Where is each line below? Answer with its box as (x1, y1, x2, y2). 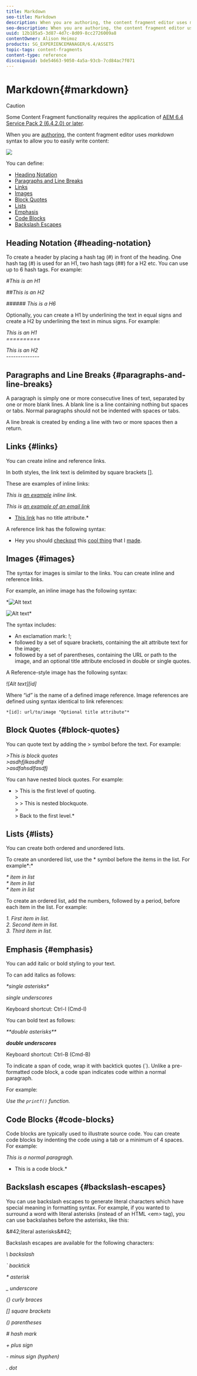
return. (6, 425, 22, 432)
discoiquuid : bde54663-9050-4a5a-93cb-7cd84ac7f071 (6, 57, 135, 63)
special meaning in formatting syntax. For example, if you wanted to (6, 1204, 170, 1211)
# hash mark (6, 1330, 37, 1337)
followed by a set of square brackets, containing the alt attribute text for (14, 639, 188, 646)
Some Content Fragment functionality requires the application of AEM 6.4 (6, 114, 184, 121)
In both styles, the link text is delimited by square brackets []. (6, 469, 154, 476)
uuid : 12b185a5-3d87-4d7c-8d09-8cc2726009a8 (6, 30, 117, 36)
